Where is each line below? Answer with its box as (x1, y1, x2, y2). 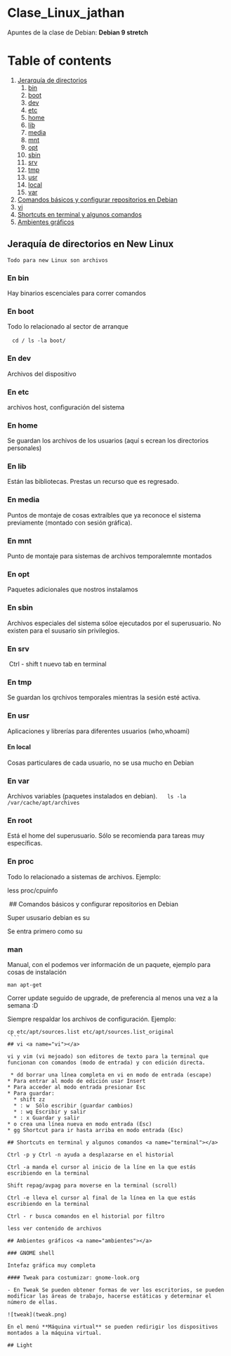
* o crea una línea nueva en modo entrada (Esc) (7, 1120, 152, 1128)
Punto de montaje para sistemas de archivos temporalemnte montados (7, 552, 212, 560)
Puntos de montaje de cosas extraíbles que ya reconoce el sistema (7, 511, 202, 519)
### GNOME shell (7, 1249, 55, 1256)
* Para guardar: (7, 1090, 55, 1097)
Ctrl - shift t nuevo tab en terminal (8, 659, 107, 668)
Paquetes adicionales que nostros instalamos (7, 585, 138, 594)
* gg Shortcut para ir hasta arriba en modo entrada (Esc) (7, 1126, 184, 1133)
